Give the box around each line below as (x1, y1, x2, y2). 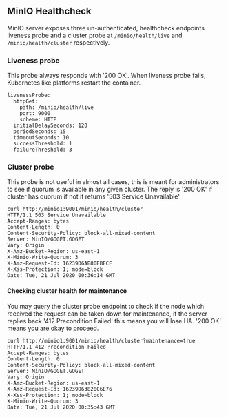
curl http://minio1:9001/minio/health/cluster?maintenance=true (7, 337, 196, 344)
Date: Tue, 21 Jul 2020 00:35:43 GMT (7, 403, 116, 411)
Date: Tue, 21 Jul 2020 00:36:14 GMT (7, 272, 116, 279)
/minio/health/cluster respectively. (7, 38, 110, 47)
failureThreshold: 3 (13, 146, 72, 154)
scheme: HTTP (19, 116, 57, 123)
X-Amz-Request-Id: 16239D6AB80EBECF (7, 260, 112, 267)
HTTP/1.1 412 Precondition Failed (7, 343, 107, 350)
